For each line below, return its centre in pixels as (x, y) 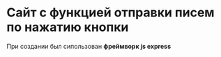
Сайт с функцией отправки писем (110, 13)
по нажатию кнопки (68, 27)
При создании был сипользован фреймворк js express (89, 46)
